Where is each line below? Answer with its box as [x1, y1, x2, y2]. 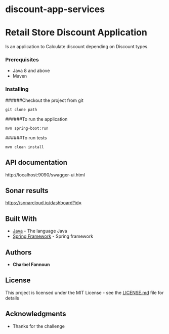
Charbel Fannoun [12, 261, 50, 267]
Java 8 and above [12, 67, 50, 74]
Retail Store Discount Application [5, 27, 148, 39]
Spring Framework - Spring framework [12, 233, 94, 239]
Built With [5, 214, 37, 223]
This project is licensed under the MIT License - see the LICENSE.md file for [5, 289, 164, 295]
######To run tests [5, 134, 47, 140]
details [5, 295, 19, 301]
